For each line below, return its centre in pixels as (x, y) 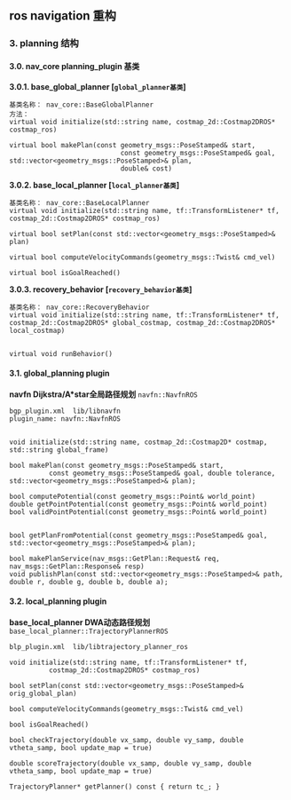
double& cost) (146, 168)
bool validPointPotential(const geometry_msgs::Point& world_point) (138, 512)
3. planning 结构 (44, 44)
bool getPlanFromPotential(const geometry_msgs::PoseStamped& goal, (138, 535)
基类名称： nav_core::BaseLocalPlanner (79, 202)
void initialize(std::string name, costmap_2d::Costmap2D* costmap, (138, 442)
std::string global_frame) (59, 450)
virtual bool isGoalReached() (65, 273)
